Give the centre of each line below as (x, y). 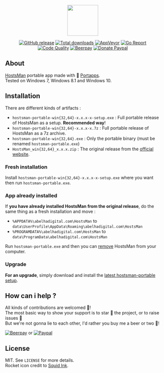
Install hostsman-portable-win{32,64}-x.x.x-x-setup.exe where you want (79, 177)
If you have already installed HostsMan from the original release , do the (80, 206)
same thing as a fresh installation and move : (50, 211)
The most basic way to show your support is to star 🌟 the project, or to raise (82, 313)
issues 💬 (14, 318)
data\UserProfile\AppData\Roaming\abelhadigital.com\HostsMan (77, 227)
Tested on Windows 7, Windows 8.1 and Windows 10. (58, 80)
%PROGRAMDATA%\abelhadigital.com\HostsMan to (59, 232)
